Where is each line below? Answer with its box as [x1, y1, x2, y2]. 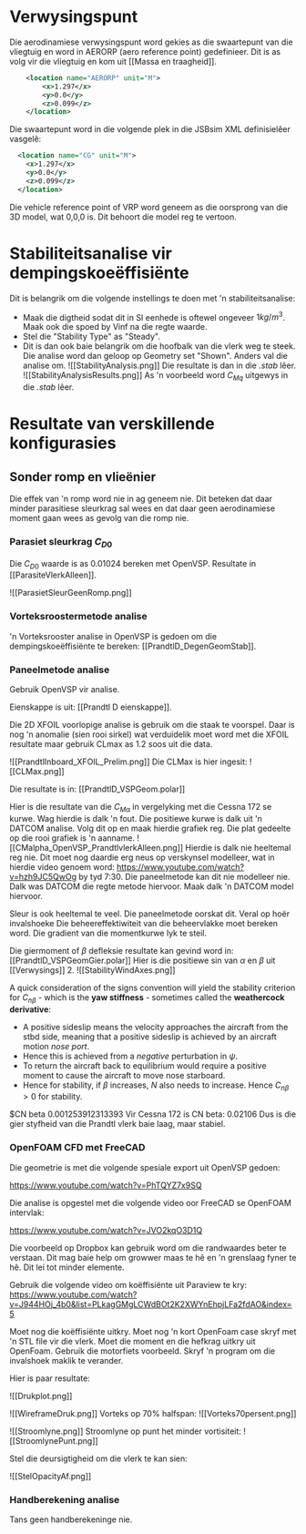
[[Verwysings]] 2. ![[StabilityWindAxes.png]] [9, 964, 176, 976]
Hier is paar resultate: [9, 1373, 91, 1384]
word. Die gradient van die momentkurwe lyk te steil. [9, 927, 208, 938]
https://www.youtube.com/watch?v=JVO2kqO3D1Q [9, 1224, 203, 1235]
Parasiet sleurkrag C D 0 [9, 536, 113, 550]
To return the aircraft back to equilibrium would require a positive [22, 1059, 267, 1071]
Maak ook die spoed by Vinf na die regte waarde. [22, 322, 208, 332]
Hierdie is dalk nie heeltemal [185, 842, 291, 853]
